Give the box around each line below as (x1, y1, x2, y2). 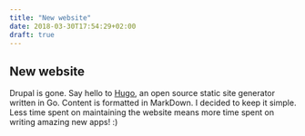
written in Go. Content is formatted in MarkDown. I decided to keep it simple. (9, 97, 297, 109)
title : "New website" (9, 13, 92, 23)
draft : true (9, 30, 55, 39)
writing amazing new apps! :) (9, 117, 118, 128)
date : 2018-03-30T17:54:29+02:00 (9, 22, 137, 31)
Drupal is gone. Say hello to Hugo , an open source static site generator (9, 88, 276, 99)
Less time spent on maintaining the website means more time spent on (9, 107, 275, 118)
